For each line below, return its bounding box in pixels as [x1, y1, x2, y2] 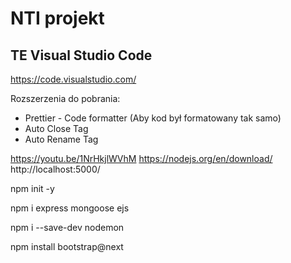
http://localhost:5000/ [10, 163, 101, 175]
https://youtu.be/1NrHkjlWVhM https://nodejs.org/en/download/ [10, 153, 273, 164]
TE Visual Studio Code [10, 47, 153, 64]
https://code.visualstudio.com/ [10, 73, 137, 85]
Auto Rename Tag [24, 133, 99, 145]
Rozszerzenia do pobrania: [10, 93, 121, 104]
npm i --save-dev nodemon [10, 222, 125, 233]
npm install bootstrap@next [10, 241, 124, 252]
